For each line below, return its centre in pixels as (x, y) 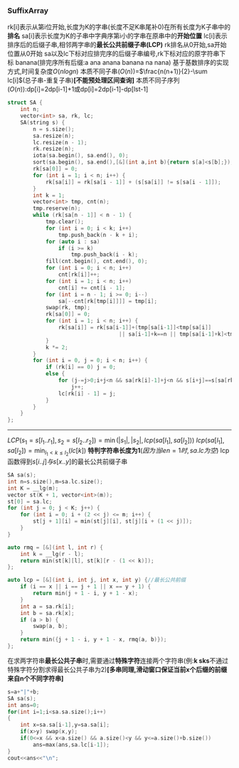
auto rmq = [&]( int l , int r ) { (55, 547)
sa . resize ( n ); (54, 136)
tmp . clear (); (64, 222)
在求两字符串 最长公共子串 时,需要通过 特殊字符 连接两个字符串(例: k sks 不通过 (118, 661)
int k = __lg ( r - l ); (52, 554)
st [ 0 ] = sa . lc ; (30, 501)
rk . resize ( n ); (54, 149)
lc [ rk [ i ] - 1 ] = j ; (87, 393)
